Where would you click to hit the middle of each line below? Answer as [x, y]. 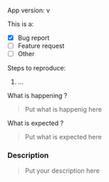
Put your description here [62, 171]
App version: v [29, 10]
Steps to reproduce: [37, 68]
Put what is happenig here [63, 109]
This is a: [21, 24]
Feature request [41, 46]
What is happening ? [37, 96]
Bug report [33, 38]
